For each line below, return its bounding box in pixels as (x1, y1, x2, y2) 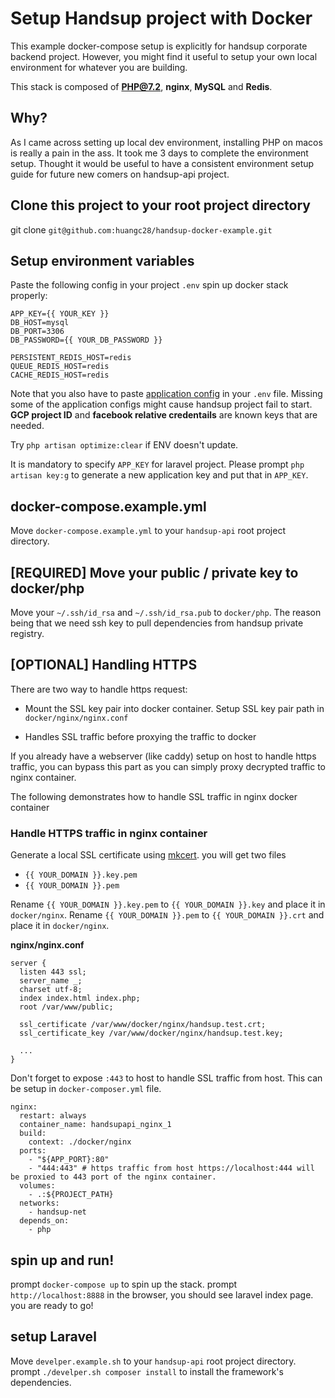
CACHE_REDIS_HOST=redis (10, 370, 110, 381)
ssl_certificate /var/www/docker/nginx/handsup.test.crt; (19, 1020, 267, 1030)
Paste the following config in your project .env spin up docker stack (10, 279, 289, 291)
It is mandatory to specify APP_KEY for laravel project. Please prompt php (10, 458, 305, 471)
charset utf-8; (19, 985, 83, 995)
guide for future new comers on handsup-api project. (10, 168, 230, 180)
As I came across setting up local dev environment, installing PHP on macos (10, 136, 323, 148)
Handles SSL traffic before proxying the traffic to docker (24, 730, 257, 742)
